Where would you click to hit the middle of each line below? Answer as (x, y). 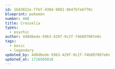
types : (12, 28)
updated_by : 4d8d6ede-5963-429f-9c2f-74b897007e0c (58, 55)
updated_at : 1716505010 (29, 59)
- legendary (22, 50)
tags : (11, 41)
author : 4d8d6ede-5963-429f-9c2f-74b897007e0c (53, 37)
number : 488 (17, 18)
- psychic (19, 32)
